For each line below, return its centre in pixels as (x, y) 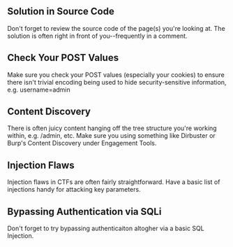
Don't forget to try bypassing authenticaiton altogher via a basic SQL (106, 228)
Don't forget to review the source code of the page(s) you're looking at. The (116, 28)
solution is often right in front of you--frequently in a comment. (97, 36)
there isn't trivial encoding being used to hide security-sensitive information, (117, 82)
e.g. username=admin (39, 90)
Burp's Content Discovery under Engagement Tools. (82, 143)
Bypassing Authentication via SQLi (84, 212)
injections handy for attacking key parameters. (74, 190)
